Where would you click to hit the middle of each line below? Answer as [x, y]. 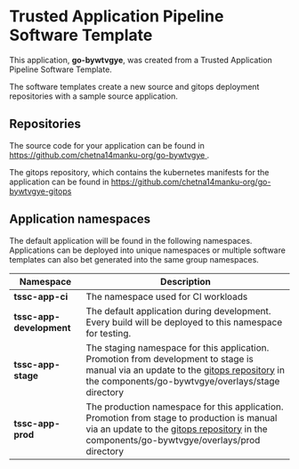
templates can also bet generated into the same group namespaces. [134, 259]
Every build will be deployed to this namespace [184, 322]
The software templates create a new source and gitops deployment [134, 86]
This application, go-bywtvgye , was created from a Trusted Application [141, 60]
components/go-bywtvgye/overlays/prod [173, 440]
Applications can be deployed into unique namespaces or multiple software [148, 250]
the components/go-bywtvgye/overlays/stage [183, 381]
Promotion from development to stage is [170, 359]
